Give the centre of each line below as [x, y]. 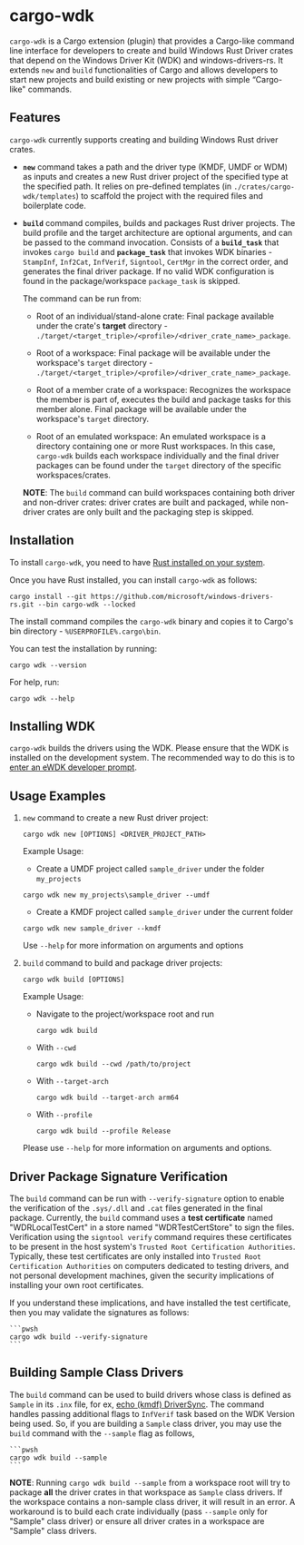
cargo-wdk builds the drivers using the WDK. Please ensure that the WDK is [149, 748]
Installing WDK [53, 726]
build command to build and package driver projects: [123, 963]
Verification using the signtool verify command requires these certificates [151, 1237]
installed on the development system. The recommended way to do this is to [152, 758]
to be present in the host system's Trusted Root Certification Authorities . [152, 1246]
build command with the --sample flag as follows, [102, 1433]
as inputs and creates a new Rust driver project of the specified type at [155, 176]
